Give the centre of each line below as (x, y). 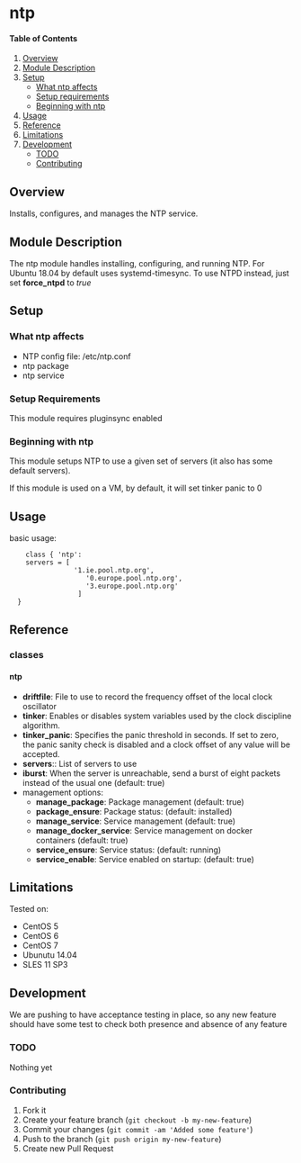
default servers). (40, 471)
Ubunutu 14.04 (50, 955)
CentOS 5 (40, 926)
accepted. (41, 753)
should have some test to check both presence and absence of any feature (148, 1024)
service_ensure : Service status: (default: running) (128, 850)
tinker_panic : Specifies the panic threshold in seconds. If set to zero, (150, 735)
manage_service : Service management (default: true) (136, 821)
